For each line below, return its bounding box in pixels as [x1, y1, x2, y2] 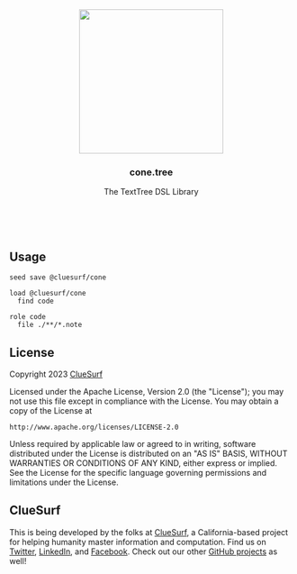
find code [17, 296, 54, 306]
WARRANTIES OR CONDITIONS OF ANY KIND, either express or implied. [9, 457, 277, 469]
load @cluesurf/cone [9, 289, 87, 298]
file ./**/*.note [17, 321, 83, 330]
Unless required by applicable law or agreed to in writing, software [9, 438, 256, 449]
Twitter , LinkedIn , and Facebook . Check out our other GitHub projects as [9, 546, 278, 557]
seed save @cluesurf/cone [9, 273, 106, 282]
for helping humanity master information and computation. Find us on [9, 536, 267, 547]
